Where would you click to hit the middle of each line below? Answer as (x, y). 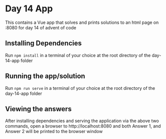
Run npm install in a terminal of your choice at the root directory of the (78, 55)
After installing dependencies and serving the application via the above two (82, 121)
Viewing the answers (38, 109)
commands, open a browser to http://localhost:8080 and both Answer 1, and (83, 126)
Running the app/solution (45, 76)
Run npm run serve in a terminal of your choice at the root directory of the (80, 88)
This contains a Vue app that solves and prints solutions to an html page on (82, 22)
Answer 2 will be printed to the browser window (54, 132)
